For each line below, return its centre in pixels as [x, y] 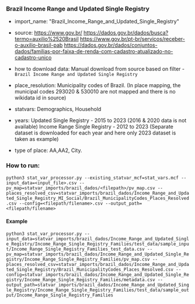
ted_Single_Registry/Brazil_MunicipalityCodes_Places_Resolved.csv [90, 270]
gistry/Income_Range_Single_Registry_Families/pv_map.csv [78, 259]
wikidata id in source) [40, 98]
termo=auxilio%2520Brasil [46, 39]
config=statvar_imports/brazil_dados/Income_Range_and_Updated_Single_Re [98, 274]
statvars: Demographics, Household [58, 109]
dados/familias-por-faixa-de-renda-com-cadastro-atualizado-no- [94, 51]
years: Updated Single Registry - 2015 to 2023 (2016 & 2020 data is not [100, 120]
